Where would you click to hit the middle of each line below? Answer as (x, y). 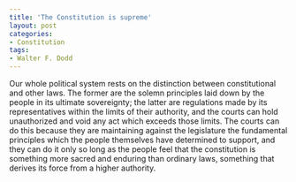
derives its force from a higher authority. (83, 168)
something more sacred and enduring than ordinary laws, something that (142, 159)
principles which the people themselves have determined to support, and (142, 140)
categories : (31, 34)
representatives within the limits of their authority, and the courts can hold (144, 112)
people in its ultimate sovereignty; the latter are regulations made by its (138, 102)
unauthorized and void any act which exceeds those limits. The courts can (144, 121)
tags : (19, 50)
